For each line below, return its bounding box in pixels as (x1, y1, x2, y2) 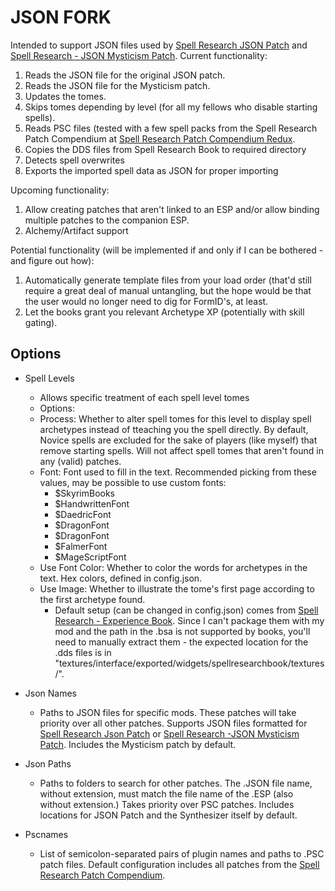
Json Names (24, 687, 78, 699)
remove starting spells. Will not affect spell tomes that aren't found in (39, 444, 324, 456)
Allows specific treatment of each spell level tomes (39, 391, 250, 403)
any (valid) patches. (39, 455, 122, 467)
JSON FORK (10, 6, 112, 29)
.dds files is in (54, 646, 112, 658)
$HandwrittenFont (54, 497, 130, 510)
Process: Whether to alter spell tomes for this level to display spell (39, 412, 312, 425)
